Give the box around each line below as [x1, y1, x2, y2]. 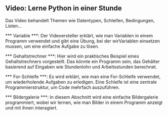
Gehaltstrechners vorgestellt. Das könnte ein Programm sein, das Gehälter [5, 58, 160, 65]
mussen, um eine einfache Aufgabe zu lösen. [5, 43, 100, 49]
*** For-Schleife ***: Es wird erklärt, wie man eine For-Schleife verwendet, [5, 73, 161, 80]
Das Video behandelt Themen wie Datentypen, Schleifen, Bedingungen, [5, 17, 155, 23]
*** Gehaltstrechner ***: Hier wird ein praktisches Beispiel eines [5, 53, 139, 59]
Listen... [5, 23, 22, 29]
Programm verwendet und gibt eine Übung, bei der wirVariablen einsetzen [5, 38, 160, 44]
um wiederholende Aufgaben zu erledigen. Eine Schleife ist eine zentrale [5, 79, 157, 85]
